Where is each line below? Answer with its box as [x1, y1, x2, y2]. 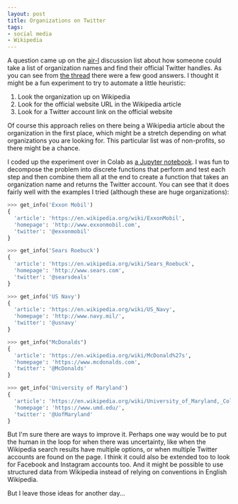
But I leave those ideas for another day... [7, 489, 125, 498]
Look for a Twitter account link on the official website [17, 108, 173, 116]
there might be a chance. [7, 144, 81, 152]
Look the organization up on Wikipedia [17, 93, 130, 101]
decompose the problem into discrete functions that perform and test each [7, 165, 226, 174]
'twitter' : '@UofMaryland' [13, 410, 93, 418]
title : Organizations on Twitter [7, 17, 106, 24]
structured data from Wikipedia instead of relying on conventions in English [7, 468, 227, 476]
